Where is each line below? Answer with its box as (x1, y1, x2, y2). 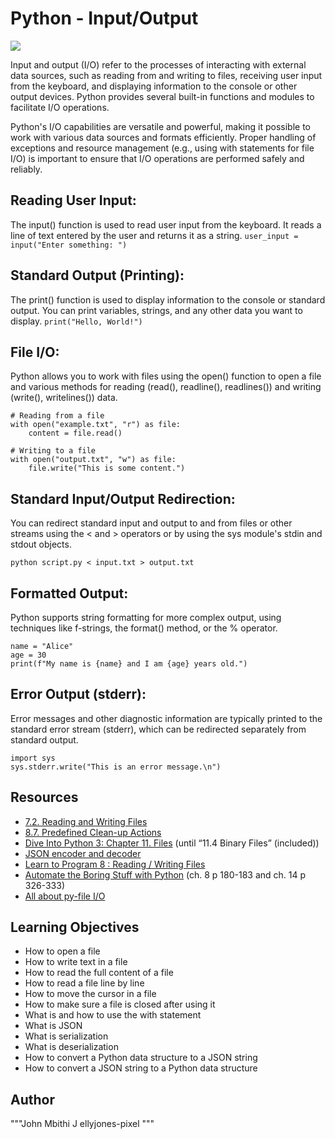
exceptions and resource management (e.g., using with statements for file (10, 142, 315, 154)
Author (10, 1091, 55, 1108)
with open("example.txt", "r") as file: (10, 420, 182, 430)
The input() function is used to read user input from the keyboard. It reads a (10, 218, 322, 231)
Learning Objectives (10, 919, 140, 936)
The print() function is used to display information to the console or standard (10, 293, 326, 306)
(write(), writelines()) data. (10, 392, 118, 404)
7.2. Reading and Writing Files (24, 815, 148, 827)
